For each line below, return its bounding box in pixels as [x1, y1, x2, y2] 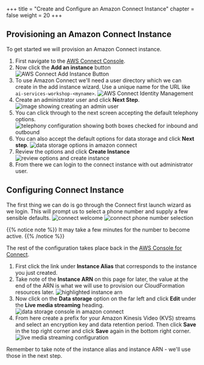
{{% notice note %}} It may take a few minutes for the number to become [6, 225, 190, 233]
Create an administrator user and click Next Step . [15, 96, 140, 103]
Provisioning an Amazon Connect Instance [6, 29, 172, 40]
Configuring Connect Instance [6, 185, 124, 196]
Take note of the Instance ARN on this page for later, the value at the [15, 275, 189, 283]
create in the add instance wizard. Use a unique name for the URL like [15, 83, 191, 90]
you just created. [15, 269, 58, 276]
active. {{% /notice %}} [6, 232, 65, 239]
